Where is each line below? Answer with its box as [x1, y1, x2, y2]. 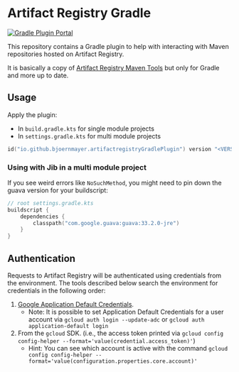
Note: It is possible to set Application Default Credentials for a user [28, 307, 224, 316]
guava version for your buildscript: [7, 186, 108, 195]
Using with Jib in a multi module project [7, 162, 147, 172]
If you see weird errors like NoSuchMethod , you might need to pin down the [7, 178, 222, 187]
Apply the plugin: [7, 110, 58, 119]
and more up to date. [7, 71, 69, 80]
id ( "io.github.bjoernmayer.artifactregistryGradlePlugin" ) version [7, 146, 212, 153]
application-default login [28, 322, 109, 329]
